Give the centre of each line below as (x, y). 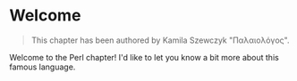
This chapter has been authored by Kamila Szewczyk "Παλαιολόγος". (160, 40)
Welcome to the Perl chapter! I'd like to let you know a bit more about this (144, 57)
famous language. (42, 67)
